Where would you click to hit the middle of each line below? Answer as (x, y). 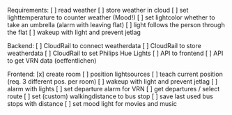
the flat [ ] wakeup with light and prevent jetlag (74, 32)
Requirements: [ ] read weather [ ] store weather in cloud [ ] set (98, 10)
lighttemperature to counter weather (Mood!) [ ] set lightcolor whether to (111, 17)
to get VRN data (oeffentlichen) (52, 61)
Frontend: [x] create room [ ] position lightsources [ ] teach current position (115, 74)
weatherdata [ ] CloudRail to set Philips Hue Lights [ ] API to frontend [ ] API (115, 53)
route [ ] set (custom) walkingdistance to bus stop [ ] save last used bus (110, 96)
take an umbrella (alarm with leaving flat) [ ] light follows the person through (116, 25)
